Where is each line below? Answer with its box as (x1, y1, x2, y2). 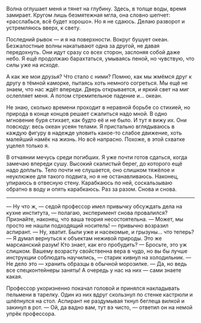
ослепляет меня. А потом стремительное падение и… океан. (6, 92, 163, 99)
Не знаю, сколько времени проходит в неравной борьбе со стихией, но (6, 104, 190, 110)
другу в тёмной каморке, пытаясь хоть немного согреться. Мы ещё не (6, 79, 188, 86)
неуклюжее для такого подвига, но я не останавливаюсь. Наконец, (6, 173, 179, 180)
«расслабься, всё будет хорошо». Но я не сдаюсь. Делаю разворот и (6, 18, 185, 25)
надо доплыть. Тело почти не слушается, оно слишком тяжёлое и (6, 166, 175, 174)
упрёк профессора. (6, 310, 56, 317)
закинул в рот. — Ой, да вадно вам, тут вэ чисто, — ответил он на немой (6, 304, 193, 311)
